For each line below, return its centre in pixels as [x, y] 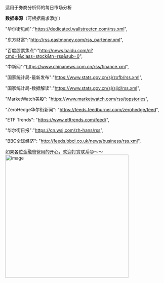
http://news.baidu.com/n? [66, 50]
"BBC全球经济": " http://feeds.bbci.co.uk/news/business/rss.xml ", [73, 141]
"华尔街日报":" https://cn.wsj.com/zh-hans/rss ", [54, 130]
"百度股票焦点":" [22, 50]
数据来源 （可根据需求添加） [34, 18]
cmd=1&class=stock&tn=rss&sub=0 [43, 56]
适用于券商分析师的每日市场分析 [38, 7]
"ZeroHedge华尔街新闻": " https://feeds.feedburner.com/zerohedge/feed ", [82, 110]
